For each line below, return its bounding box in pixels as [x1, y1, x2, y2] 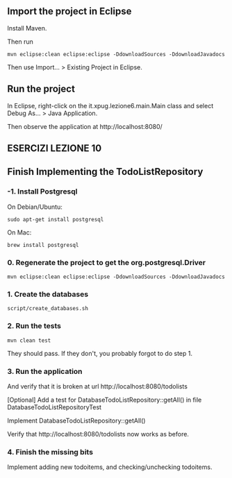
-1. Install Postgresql [7, 187, 78, 196]
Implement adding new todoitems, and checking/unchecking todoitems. [7, 463, 213, 471]
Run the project [7, 83, 75, 95]
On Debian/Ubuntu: [7, 203, 63, 211]
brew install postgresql [7, 241, 79, 248]
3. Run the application [7, 366, 83, 376]
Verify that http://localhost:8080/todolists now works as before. [7, 429, 190, 438]
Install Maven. [7, 24, 47, 32]
